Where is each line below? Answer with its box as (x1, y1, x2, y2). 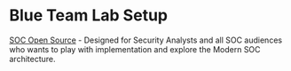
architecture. (9, 53, 56, 64)
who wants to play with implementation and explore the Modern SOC (9, 43, 261, 54)
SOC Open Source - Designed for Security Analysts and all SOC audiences (9, 35, 282, 45)
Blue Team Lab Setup (9, 5, 169, 26)
